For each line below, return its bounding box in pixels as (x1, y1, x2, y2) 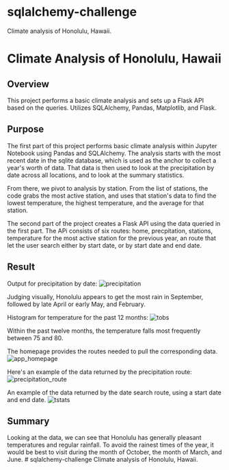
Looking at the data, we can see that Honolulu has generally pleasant (7, 434, 202, 442)
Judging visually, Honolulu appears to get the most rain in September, (7, 292, 204, 301)
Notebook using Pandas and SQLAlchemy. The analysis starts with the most (7, 149, 221, 157)
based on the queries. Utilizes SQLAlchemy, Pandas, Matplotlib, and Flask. (7, 104, 217, 112)
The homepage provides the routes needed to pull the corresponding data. (7, 347, 218, 355)
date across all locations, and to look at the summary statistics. (7, 171, 185, 179)
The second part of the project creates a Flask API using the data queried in (7, 219, 221, 227)
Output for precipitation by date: (7, 279, 98, 287)
